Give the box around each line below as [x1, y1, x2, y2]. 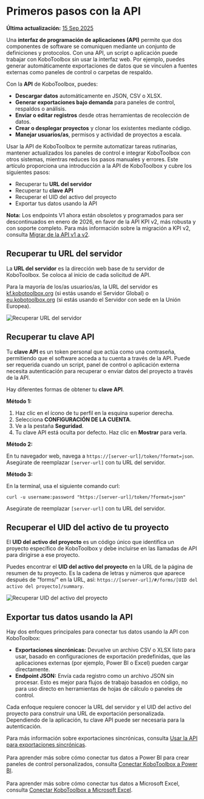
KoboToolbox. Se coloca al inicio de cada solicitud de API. [6, 271, 151, 278]
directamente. [15, 666, 50, 673]
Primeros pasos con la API [6, 4, 141, 18]
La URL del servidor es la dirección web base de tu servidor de [6, 265, 165, 272]
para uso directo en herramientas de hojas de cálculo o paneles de [15, 685, 183, 693]
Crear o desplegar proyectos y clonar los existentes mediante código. [15, 124, 192, 131]
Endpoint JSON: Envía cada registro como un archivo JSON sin [15, 672, 174, 680]
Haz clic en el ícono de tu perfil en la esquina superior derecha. [15, 409, 174, 416]
